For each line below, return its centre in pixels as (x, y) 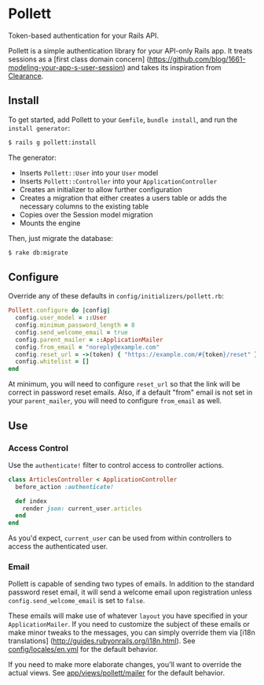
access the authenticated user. (58, 546)
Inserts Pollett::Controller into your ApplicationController (118, 181)
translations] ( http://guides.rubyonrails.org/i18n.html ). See (102, 641)
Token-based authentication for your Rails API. (84, 35)
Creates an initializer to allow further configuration (101, 189)
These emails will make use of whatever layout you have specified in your (128, 616)
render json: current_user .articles (82, 509)
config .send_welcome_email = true (71, 332)
